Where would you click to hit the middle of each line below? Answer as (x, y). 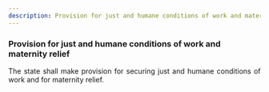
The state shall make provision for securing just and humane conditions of (134, 71)
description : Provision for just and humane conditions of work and (125, 16)
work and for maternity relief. (56, 79)
